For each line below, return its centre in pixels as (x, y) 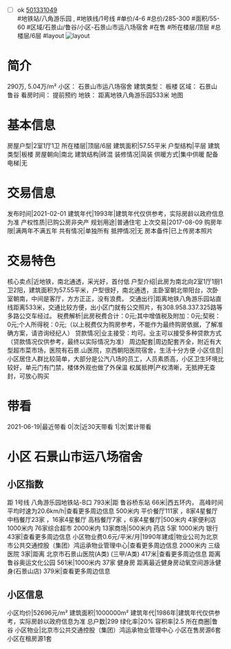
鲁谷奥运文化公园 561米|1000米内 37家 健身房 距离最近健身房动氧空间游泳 (111, 562)
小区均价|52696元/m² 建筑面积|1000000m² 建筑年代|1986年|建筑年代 (105, 613)
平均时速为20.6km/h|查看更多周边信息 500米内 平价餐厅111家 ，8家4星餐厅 (112, 511)
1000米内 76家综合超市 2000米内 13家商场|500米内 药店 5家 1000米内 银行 (113, 528)
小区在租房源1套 (30, 638)
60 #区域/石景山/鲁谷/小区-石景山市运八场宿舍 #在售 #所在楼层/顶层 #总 (119, 27)
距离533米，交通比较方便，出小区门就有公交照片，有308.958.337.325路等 (118, 307)
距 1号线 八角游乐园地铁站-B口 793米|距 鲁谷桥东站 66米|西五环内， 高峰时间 (115, 502)
